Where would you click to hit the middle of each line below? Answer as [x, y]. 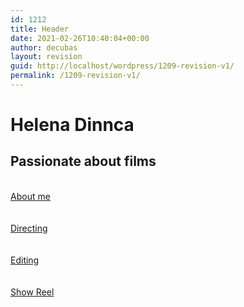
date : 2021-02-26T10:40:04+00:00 [80, 38]
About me [30, 196]
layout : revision [46, 57]
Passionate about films [83, 161]
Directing [29, 228]
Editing [25, 260]
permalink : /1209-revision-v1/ [75, 76]
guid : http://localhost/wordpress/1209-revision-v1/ [122, 66]
